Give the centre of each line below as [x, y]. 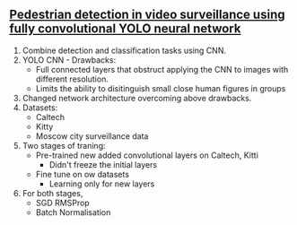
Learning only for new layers [102, 184]
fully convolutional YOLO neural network [125, 29]
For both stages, [52, 193]
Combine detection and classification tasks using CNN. [124, 50]
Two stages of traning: [64, 145]
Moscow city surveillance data [92, 136]
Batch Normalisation [73, 212]
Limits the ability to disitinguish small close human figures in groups [161, 88]
